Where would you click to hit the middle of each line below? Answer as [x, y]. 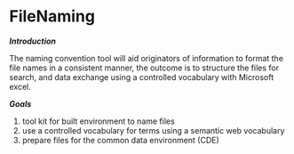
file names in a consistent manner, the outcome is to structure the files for [144, 68]
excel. [20, 86]
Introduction [32, 41]
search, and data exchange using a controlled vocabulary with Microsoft [141, 77]
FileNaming [52, 16]
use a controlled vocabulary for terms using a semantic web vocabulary [153, 130]
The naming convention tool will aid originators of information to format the [147, 58]
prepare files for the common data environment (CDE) [120, 140]
